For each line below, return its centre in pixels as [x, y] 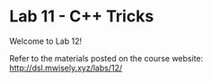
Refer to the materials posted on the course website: [106, 58]
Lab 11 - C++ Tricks [82, 16]
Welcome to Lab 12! [46, 41]
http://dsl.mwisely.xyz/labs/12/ [66, 68]
